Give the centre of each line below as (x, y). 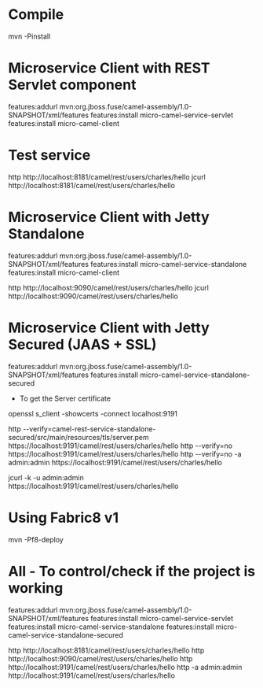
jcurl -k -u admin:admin (46, 477)
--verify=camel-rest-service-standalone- (89, 429)
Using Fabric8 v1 (64, 518)
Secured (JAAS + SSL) (82, 344)
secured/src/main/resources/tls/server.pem (79, 437)
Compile (36, 15)
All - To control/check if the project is (132, 571)
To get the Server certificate (65, 398)
